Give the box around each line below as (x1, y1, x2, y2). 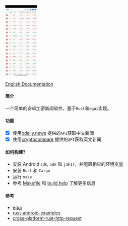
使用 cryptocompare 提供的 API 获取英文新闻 (12, 136, 102, 142)
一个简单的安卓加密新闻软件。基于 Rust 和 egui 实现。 (5, 105, 112, 111)
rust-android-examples (12, 210, 61, 216)
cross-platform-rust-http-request (12, 215, 82, 221)
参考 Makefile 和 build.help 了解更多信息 (12, 180, 96, 186)
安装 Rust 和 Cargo (12, 167, 50, 174)
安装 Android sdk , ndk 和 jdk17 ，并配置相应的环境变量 (12, 161, 123, 167)
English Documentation (5, 81, 54, 87)
